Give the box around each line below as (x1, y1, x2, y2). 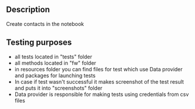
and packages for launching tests (14, 72, 96, 79)
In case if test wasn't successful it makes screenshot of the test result (14, 78, 184, 85)
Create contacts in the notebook (6, 20, 84, 27)
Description (6, 5, 50, 15)
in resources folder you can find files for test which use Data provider (14, 65, 183, 72)
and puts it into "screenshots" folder (14, 84, 103, 91)
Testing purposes (6, 38, 72, 48)
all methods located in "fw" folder (14, 59, 96, 67)
